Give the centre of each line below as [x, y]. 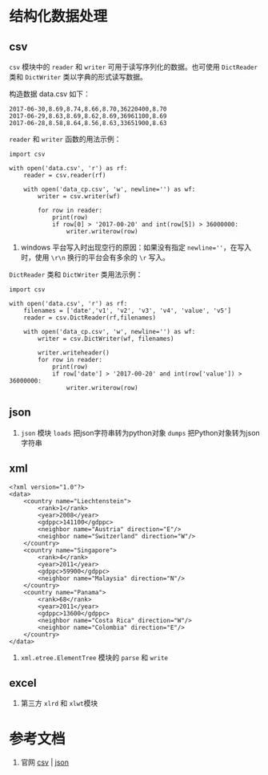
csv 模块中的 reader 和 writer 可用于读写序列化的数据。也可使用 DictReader [134, 67]
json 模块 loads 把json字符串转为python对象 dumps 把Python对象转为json [140, 432]
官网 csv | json [44, 762]
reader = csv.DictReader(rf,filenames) [90, 318]
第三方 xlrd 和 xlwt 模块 [59, 704]
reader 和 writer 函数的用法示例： [65, 139]
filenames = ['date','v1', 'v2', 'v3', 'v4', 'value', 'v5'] [127, 310]
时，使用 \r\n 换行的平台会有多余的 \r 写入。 [95, 257]
